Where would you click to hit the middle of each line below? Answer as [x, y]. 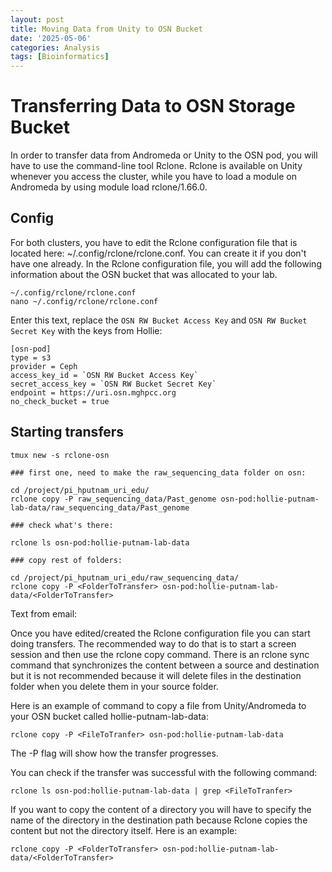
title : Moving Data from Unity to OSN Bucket [106, 29]
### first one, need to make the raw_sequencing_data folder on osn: [158, 472]
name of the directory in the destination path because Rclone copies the [159, 820]
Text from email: [44, 613]
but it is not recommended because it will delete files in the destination [156, 675]
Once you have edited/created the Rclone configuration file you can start [160, 633]
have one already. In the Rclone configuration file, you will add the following [166, 263]
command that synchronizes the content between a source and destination [165, 665]
